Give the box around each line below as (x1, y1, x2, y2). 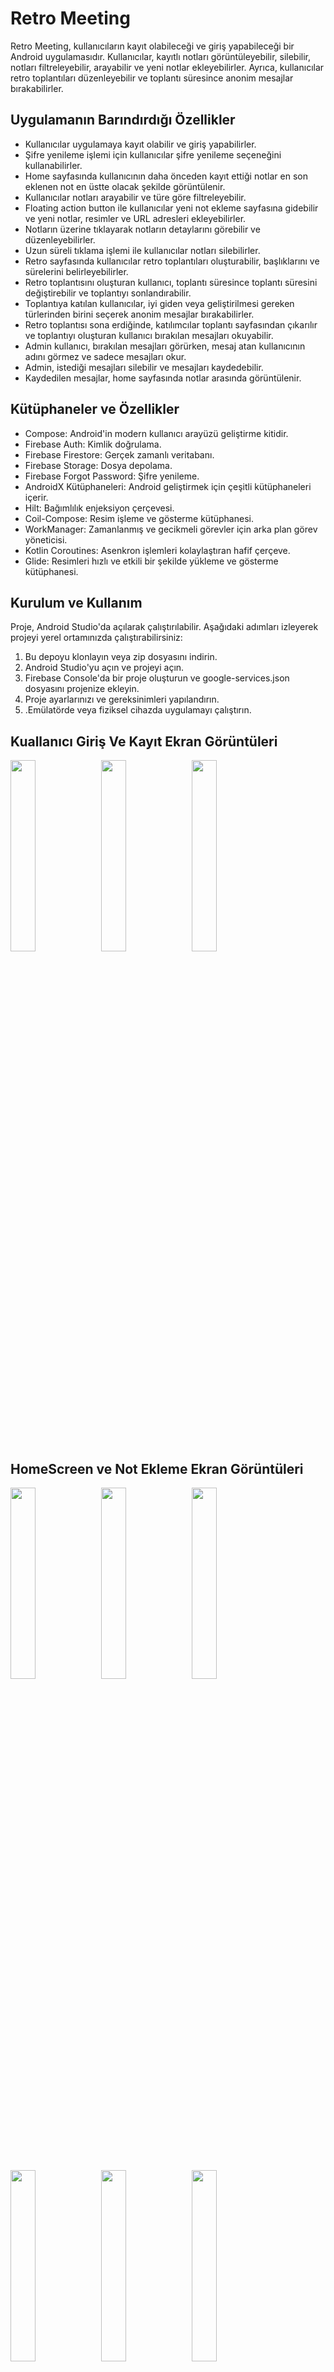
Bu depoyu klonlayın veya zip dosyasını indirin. (24, 651, 218, 663)
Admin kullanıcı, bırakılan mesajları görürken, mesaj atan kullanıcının (24, 340, 306, 352)
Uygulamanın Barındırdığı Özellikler (10, 112, 236, 129)
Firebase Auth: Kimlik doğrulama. (24, 438, 162, 450)
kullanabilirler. (24, 159, 83, 171)
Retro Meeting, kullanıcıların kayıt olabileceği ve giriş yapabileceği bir (10, 40, 295, 52)
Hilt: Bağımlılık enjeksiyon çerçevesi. (24, 502, 175, 514)
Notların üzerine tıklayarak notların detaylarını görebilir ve (24, 223, 261, 235)
